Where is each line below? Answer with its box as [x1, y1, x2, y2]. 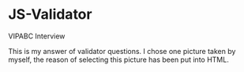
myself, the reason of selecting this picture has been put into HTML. [8, 55, 229, 64]
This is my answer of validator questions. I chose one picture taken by [8, 46, 236, 56]
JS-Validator [8, 5, 92, 23]
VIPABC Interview [8, 31, 66, 41]
